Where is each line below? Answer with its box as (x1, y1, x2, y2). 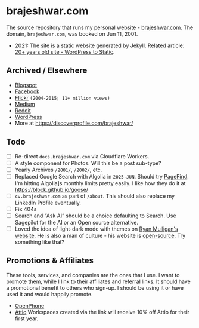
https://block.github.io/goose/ (14, 186, 88, 193)
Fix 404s (14, 205, 37, 213)
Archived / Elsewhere (6, 66, 88, 76)
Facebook (14, 88, 40, 95)
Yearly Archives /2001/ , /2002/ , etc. (14, 166, 102, 173)
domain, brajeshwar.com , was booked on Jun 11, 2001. (6, 30, 138, 37)
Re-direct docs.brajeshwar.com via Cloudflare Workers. (14, 152, 150, 160)
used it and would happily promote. (6, 290, 93, 298)
